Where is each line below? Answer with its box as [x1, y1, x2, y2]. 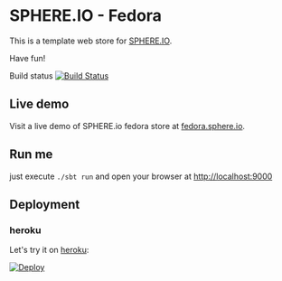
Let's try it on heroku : [9, 245, 89, 256]
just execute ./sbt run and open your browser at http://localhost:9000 [9, 171, 273, 182]
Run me [9, 146, 53, 163]
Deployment [9, 196, 80, 212]
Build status [9, 70, 53, 81]
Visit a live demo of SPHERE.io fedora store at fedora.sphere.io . [9, 120, 246, 131]
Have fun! [9, 52, 46, 63]
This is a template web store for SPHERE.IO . [9, 35, 173, 46]
